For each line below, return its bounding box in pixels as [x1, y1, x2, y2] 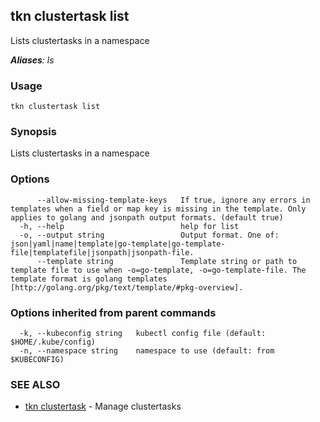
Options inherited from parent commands [10, 305, 217, 319]
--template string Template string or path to [36, 256, 298, 266]
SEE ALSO [10, 377, 61, 391]
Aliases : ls [10, 54, 55, 66]
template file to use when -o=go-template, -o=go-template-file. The [10, 265, 307, 275]
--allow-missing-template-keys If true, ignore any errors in [36, 195, 311, 205]
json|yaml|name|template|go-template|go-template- [10, 239, 226, 249]
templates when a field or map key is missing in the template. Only [10, 204, 307, 214]
